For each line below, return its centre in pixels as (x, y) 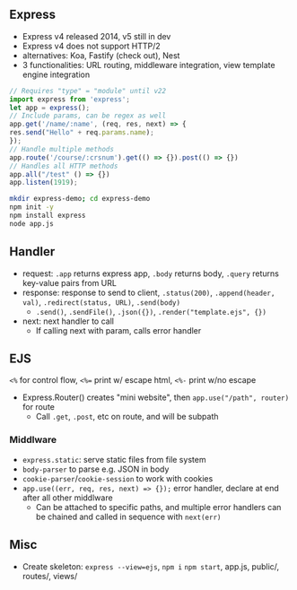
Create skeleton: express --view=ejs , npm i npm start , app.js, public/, (151, 566)
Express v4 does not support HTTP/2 (92, 46)
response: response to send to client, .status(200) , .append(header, (148, 292)
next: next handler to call (68, 321)
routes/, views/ (50, 576)
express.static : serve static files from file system (114, 459)
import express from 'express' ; (70, 99)
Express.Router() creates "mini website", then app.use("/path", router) (156, 397)
